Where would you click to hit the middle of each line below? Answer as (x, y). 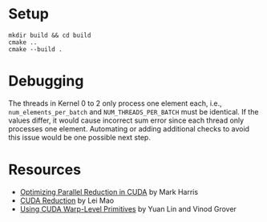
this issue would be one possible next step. (79, 137)
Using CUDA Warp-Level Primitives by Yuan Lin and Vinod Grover (128, 208)
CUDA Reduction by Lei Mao (67, 200)
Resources (45, 170)
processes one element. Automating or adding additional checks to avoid (129, 128)
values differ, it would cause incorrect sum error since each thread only (126, 120)
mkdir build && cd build (50, 35)
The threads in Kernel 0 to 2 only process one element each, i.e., (115, 103)
